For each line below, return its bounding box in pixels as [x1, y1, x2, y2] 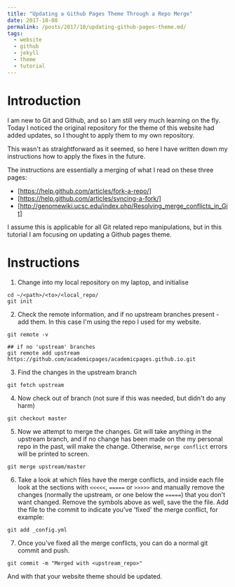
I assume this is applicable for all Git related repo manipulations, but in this [7, 223, 222, 231]
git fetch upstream [7, 381, 65, 388]
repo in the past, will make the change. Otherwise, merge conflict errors [17, 442, 228, 450]
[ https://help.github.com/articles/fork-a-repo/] [17, 187, 152, 195]
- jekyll [13, 50, 39, 57]
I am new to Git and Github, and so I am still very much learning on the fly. [7, 116, 221, 124]
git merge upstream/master [7, 463, 86, 470]
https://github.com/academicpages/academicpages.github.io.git [7, 355, 196, 362]
